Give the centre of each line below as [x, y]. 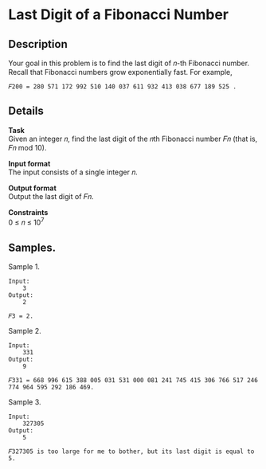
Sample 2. [25, 331]
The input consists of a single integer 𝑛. [73, 172]
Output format [33, 188]
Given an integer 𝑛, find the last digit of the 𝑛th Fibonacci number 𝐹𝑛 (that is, [133, 139]
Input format [29, 163]
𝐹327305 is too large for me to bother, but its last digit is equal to [131, 451]
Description [38, 44]
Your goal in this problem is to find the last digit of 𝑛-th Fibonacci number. [129, 63]
